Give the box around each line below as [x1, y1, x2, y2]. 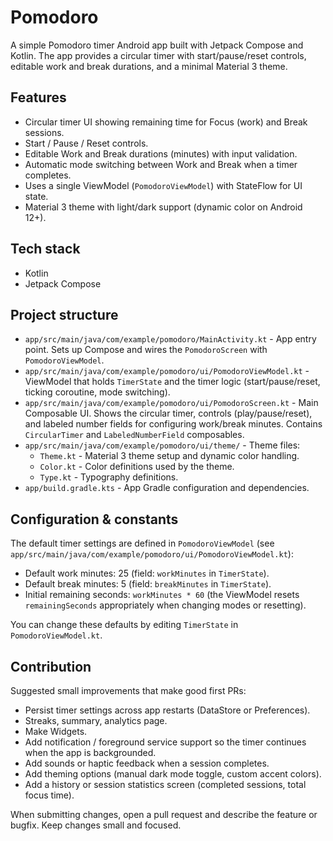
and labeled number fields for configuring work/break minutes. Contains [24, 418, 323, 430]
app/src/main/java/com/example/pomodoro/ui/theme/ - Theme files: [24, 439, 301, 451]
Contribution [10, 658, 92, 675]
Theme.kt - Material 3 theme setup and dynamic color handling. [39, 450, 300, 462]
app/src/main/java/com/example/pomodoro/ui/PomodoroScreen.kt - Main [24, 397, 319, 409]
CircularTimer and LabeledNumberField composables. [24, 429, 245, 441]
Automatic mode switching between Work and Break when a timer [24, 158, 298, 170]
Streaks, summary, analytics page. [24, 715, 168, 726]
